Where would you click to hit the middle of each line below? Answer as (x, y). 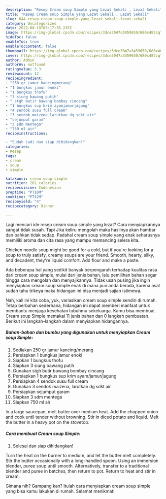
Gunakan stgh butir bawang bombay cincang (58, 371)
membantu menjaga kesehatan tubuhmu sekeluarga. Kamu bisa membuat (80, 310)
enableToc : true (22, 42)
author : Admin (20, 60)
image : (12, 33)
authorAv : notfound (26, 65)
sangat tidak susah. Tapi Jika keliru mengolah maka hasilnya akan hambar (81, 230)
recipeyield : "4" (23, 201)
